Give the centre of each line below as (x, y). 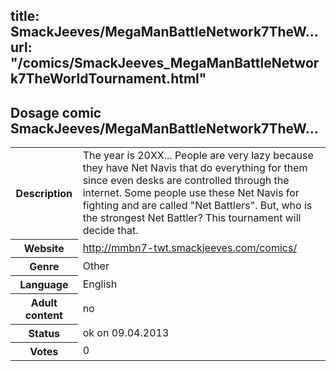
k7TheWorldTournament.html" (108, 79)
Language (44, 284)
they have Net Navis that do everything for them (195, 168)
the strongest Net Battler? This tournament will (192, 218)
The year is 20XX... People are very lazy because (198, 156)
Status (44, 333)
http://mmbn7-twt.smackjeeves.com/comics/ (190, 247)
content (43, 315)
